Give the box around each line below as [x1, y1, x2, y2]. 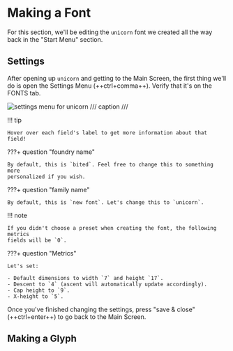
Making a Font [7, 5, 91, 21]
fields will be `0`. [7, 237, 68, 244]
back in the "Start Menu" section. [7, 35, 103, 43]
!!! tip [7, 116, 22, 124]
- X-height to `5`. [7, 292, 64, 300]
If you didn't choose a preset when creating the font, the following [7, 224, 217, 231]
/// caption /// [89, 102, 128, 111]
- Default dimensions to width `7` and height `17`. [7, 274, 164, 281]
